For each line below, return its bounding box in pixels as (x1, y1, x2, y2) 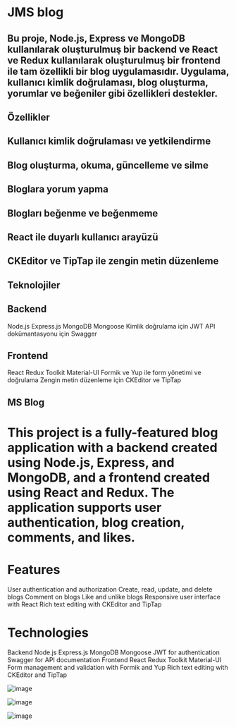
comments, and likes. (7, 530, 136, 545)
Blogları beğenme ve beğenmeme (7, 207, 159, 219)
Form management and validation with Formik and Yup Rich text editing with (7, 663, 228, 671)
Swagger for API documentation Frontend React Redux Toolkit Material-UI (7, 655, 222, 664)
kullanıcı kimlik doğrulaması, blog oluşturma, (7, 76, 209, 88)
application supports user (7, 499, 162, 515)
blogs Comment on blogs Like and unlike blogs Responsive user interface (7, 592, 221, 601)
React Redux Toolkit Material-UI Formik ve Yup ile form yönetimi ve (7, 368, 202, 377)
